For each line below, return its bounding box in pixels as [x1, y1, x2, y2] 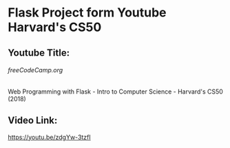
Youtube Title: [8, 47, 70, 59]
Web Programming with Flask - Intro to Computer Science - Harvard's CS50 [8, 87, 223, 96]
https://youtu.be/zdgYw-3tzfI [8, 133, 92, 141]
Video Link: [8, 115, 58, 127]
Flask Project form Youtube [8, 5, 167, 21]
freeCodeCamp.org [8, 66, 63, 74]
